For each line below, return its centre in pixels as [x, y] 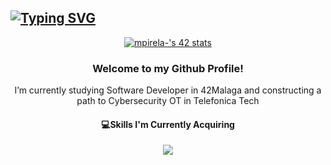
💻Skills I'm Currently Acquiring [168, 124]
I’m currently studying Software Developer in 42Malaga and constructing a [168, 90]
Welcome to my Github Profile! [168, 68]
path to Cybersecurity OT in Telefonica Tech [168, 101]
